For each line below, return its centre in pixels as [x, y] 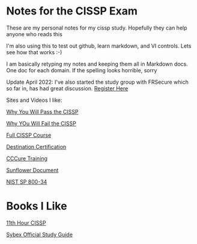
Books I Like [37, 206]
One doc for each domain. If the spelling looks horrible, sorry [82, 70]
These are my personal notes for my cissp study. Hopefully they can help [97, 28]
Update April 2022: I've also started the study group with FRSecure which [98, 82]
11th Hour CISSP [26, 223]
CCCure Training [27, 158]
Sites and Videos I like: [34, 100]
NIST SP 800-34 [27, 181]
